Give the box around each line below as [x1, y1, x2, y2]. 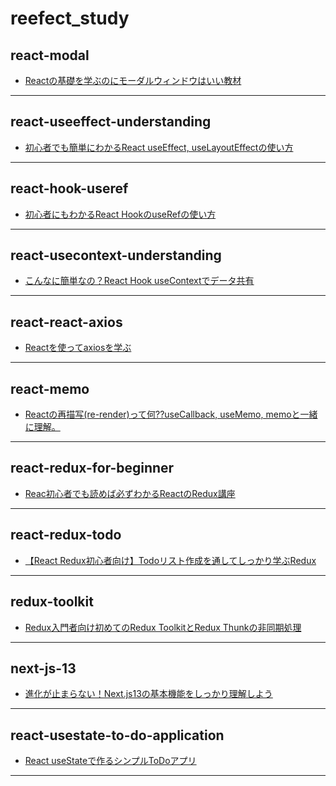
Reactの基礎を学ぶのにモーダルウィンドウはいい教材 [24, 75, 242, 86]
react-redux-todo [10, 527, 122, 544]
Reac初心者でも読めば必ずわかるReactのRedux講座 [24, 487, 236, 499]
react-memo [10, 380, 90, 397]
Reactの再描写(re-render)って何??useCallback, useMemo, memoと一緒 [24, 408, 318, 421]
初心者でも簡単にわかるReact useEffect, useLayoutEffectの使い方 [24, 141, 294, 153]
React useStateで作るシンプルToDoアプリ [24, 755, 197, 767]
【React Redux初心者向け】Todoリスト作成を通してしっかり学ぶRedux [24, 554, 317, 566]
